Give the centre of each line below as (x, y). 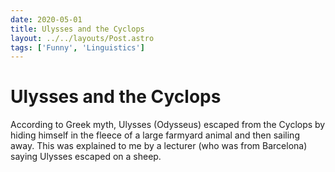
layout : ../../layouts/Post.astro (82, 38)
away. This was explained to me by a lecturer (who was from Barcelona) (159, 146)
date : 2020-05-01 (46, 19)
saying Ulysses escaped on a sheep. (86, 157)
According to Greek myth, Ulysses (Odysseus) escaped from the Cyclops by (168, 125)
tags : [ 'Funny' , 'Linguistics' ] (77, 47)
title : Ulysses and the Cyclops (77, 29)
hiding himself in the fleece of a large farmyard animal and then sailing (155, 135)
